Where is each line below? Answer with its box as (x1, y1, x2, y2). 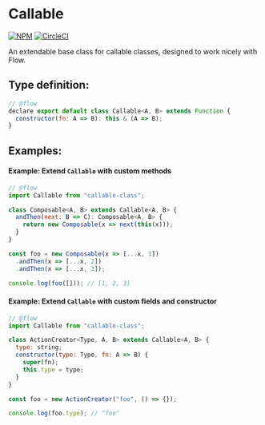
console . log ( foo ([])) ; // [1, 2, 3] (8, 279, 130, 288)
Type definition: (8, 78, 90, 92)
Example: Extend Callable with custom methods (8, 166, 172, 176)
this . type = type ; (22, 365, 84, 374)
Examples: (8, 144, 62, 157)
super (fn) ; (22, 359, 59, 367)
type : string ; (15, 344, 62, 352)
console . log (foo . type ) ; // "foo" (8, 409, 120, 418)
